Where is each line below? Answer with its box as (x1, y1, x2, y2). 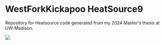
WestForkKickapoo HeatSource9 (5, 3, 143, 15)
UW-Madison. (5, 25, 34, 31)
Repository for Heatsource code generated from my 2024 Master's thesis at (5, 20, 160, 26)
